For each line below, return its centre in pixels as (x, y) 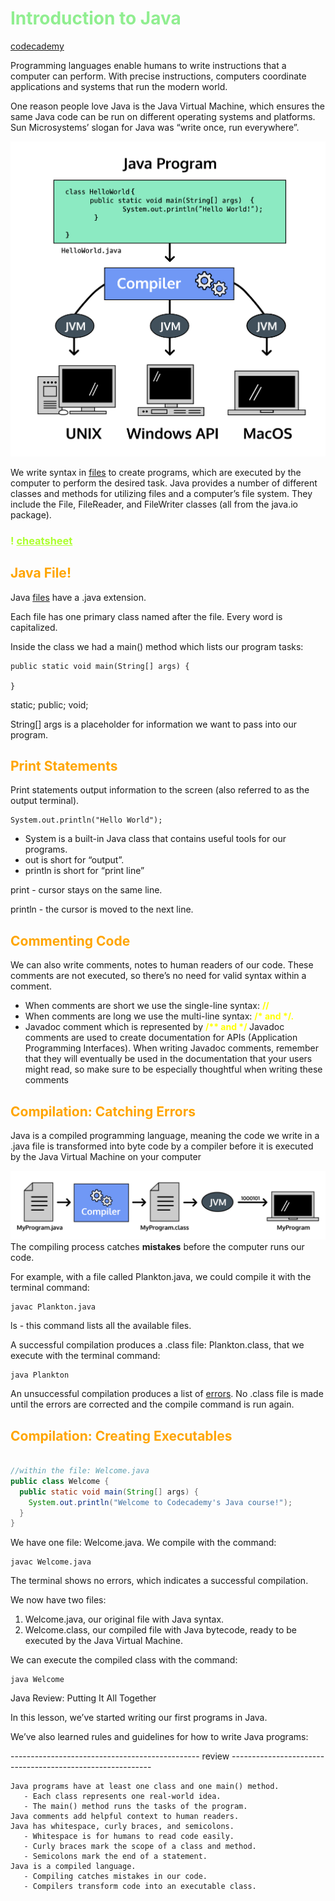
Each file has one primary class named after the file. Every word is (146, 616)
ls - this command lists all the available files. (101, 1326)
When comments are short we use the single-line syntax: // (147, 1006)
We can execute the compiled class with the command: (124, 1660)
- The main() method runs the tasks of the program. (135, 1807)
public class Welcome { (60, 1481)
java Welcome (37, 1680)
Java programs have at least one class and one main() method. (145, 1787)
